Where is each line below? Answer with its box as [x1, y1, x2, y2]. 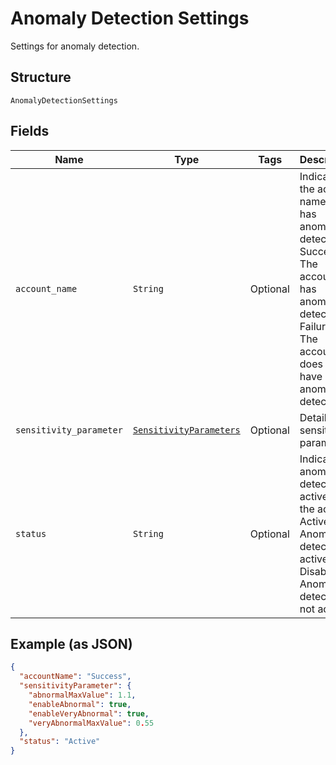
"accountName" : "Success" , [19, 672, 132, 682]
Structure [10, 69, 72, 86]
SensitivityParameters [132, 424, 241, 436]
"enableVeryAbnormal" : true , [28, 708, 150, 719]
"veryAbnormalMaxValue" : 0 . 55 [28, 718, 155, 728]
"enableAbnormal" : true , [28, 699, 132, 709]
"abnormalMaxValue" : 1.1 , [28, 690, 137, 700]
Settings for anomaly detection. [10, 40, 140, 52]
